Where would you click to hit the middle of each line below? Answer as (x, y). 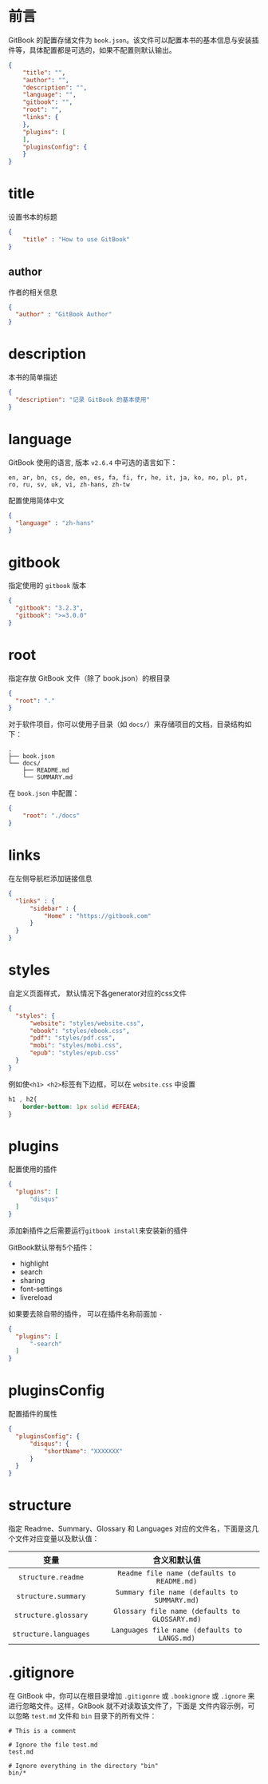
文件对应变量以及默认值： (57, 1539)
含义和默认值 (177, 1560)
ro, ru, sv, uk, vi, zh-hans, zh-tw (69, 484)
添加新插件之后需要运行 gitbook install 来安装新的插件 (98, 1230)
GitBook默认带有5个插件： (51, 1247)
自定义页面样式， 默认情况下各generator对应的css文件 (98, 993)
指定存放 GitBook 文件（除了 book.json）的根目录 (89, 678)
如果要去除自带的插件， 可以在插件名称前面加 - (86, 1313)
